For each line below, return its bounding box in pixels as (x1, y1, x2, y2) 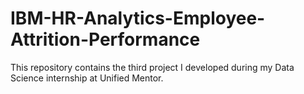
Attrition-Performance (10, 28, 201, 51)
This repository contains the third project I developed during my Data (10, 61, 295, 73)
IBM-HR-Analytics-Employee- (10, 7, 266, 30)
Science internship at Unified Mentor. (10, 72, 164, 84)
